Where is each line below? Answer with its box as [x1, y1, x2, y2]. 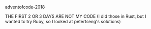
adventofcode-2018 [5, 4, 45, 10]
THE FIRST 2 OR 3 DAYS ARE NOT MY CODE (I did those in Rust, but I [5, 14, 147, 19]
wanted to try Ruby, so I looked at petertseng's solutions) [5, 19, 121, 24]
